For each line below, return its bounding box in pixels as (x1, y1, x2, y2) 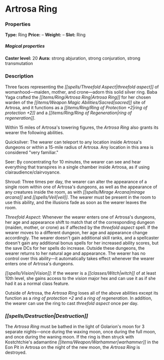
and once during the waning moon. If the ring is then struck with (5, 334, 134, 340)
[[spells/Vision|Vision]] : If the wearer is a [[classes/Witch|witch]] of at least (5, 270, 156, 276)
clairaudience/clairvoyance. (5, 169, 61, 175)
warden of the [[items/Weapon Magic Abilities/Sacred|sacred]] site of (5, 99, 146, 105)
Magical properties (5, 43, 45, 49)
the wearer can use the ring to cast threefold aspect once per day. (5, 300, 139, 306)
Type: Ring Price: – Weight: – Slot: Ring (5, 32, 86, 38)
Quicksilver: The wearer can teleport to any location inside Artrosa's (5, 139, 142, 145)
